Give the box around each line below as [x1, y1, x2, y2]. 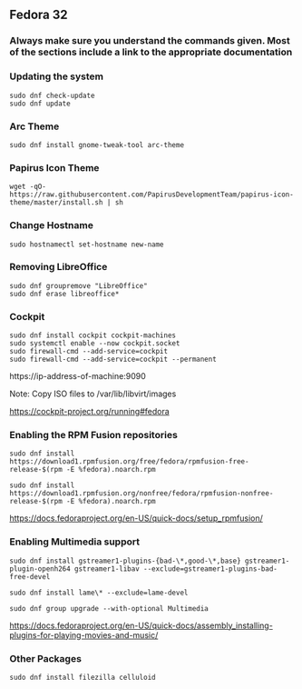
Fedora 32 [9, 7, 68, 23]
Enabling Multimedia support [9, 535, 141, 548]
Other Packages [9, 652, 82, 664]
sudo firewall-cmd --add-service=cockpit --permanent [9, 354, 218, 364]
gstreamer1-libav [73, 564, 141, 574]
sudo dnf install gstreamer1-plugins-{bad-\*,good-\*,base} [9, 556, 242, 565]
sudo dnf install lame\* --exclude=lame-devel [9, 588, 189, 597]
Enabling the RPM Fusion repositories [9, 429, 179, 442]
